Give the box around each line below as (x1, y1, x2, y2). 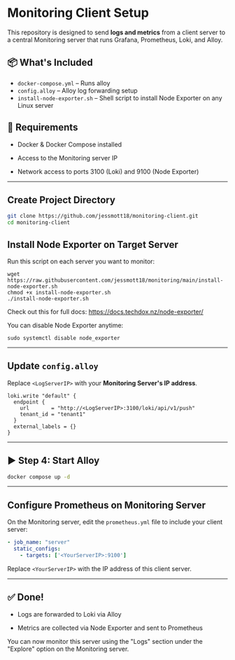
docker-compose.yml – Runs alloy (17, 78, 111, 87)
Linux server (17, 101, 54, 109)
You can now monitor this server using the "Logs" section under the (7, 637, 203, 645)
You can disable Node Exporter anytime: (7, 321, 124, 329)
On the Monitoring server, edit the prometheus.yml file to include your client (7, 518, 223, 526)
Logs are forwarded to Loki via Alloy (17, 610, 122, 618)
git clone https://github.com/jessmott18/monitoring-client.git (7, 212, 199, 220)
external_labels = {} (13, 422, 77, 430)
